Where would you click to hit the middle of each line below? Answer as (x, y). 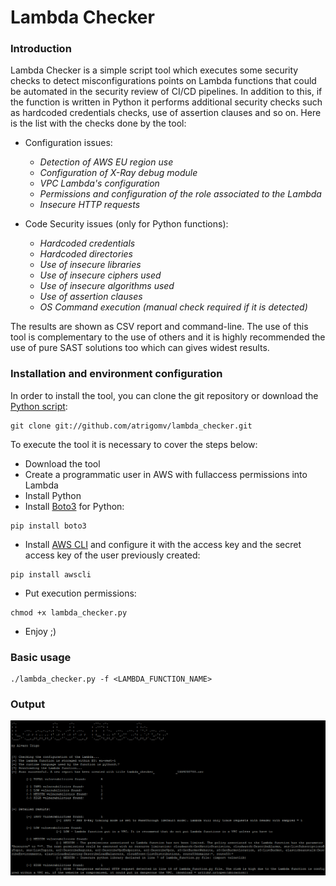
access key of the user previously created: (112, 555)
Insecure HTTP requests (90, 205)
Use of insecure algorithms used (107, 286)
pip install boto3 (48, 526)
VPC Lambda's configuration (99, 183)
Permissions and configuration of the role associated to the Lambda (180, 194)
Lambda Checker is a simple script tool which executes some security (154, 70)
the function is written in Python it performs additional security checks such (166, 102)
